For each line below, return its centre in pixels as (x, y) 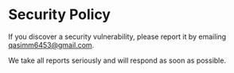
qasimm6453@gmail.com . (51, 44)
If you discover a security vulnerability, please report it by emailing (117, 36)
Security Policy (60, 15)
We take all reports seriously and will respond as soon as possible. (117, 60)
